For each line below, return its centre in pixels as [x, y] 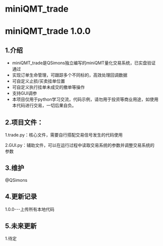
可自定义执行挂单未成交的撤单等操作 [48, 87]
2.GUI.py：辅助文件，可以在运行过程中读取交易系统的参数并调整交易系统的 [80, 145]
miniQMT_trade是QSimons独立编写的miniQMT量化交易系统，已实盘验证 [84, 63]
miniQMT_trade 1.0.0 [48, 31]
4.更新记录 [21, 197]
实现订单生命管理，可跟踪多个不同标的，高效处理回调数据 [70, 75]
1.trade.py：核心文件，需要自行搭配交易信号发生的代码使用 [64, 135]
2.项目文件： [24, 122]
